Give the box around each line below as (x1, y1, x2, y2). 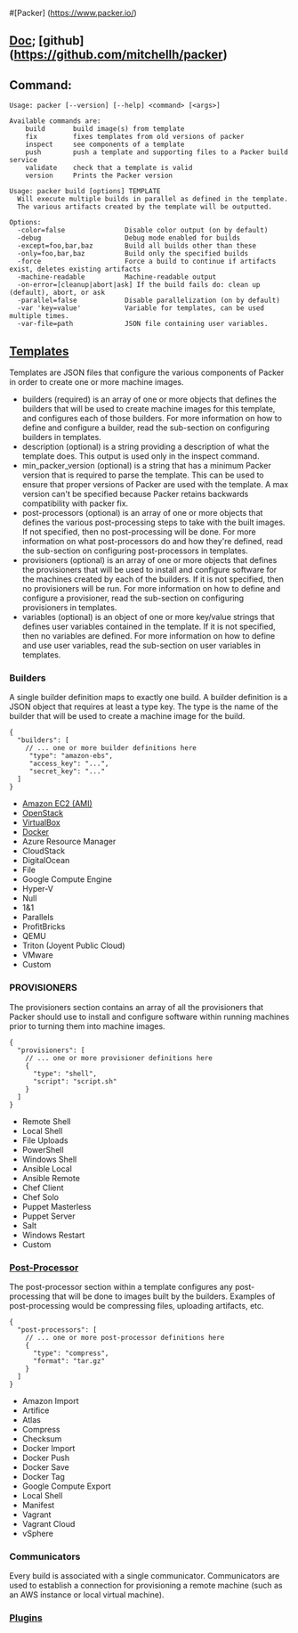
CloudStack (21, 845, 65, 856)
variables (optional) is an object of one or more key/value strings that (21, 612, 275, 623)
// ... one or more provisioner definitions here (25, 1053, 213, 1063)
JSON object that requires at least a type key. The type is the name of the (9, 701, 278, 712)
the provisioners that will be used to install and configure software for (21, 565, 278, 576)
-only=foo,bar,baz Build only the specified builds (17, 249, 249, 258)
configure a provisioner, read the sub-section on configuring (21, 592, 245, 604)
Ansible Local (21, 1163, 73, 1174)
